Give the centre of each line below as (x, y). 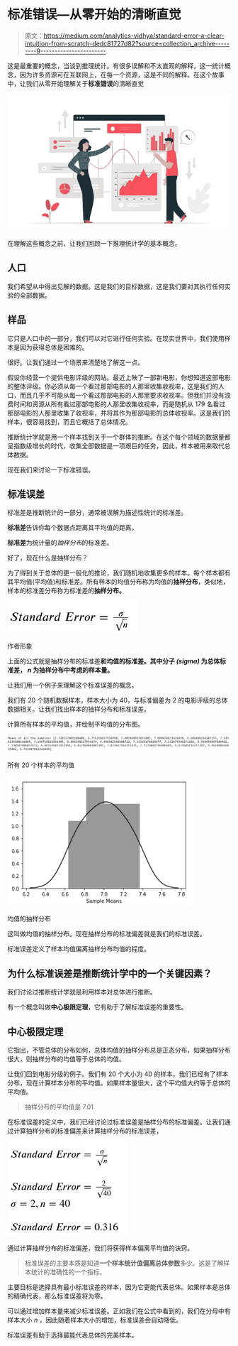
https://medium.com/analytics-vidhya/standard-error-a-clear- (134, 36)
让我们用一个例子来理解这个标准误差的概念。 (73, 685)
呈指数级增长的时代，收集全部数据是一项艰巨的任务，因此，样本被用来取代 (116, 445)
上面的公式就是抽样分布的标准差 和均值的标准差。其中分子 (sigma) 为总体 (114, 661)
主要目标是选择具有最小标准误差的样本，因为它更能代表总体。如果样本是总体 (119, 1287)
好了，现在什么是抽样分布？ (48, 558)
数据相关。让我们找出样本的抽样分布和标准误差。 (79, 709)
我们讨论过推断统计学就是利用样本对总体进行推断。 (82, 992)
